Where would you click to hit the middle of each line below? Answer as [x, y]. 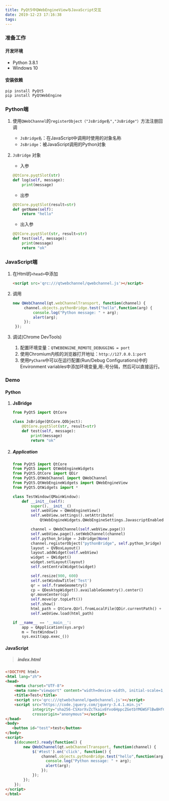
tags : [11, 19]
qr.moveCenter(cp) [50, 595]
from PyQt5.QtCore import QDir [45, 473]
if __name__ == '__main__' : [42, 622]
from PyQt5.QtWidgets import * [45, 487]
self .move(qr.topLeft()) [57, 599]
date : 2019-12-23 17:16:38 [33, 15]
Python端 [17, 109]
